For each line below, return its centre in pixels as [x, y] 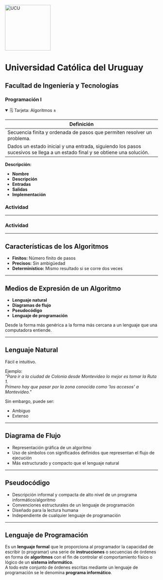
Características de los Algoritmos [57, 246]
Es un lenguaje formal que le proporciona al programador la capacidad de [79, 547]
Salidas [20, 189]
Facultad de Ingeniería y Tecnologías [62, 85]
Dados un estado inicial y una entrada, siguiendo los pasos [74, 146]
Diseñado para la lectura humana [45, 510]
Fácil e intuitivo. [21, 362]
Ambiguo [21, 411]
